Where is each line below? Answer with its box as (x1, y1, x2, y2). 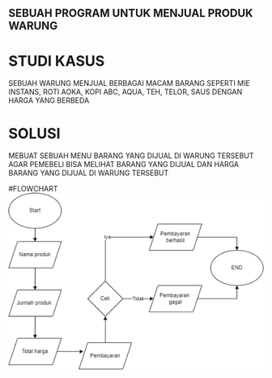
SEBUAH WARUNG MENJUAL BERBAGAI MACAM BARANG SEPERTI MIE (8, 79, 251, 88)
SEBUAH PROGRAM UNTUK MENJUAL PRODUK (8, 6, 253, 20)
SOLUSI (8, 124, 61, 143)
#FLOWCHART (8, 184, 58, 194)
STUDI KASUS (8, 52, 105, 70)
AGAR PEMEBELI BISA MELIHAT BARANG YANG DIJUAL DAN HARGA (8, 160, 240, 170)
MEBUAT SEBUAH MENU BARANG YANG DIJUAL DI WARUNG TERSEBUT (8, 151, 254, 161)
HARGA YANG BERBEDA (8, 96, 90, 105)
